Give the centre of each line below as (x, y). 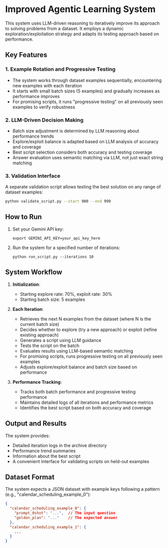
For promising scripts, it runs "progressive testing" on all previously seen (88, 101)
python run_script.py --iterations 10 (53, 257)
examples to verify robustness (44, 107)
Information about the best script (46, 456)
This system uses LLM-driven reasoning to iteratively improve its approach (82, 23)
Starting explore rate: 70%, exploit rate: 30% (66, 294)
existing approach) (39, 335)
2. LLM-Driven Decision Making (44, 120)
